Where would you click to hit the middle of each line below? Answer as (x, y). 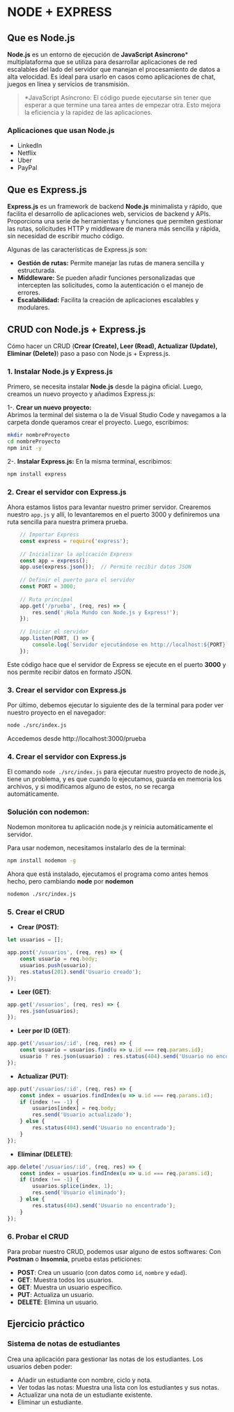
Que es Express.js (47, 190)
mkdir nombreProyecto (39, 435)
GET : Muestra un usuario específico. (70, 1287)
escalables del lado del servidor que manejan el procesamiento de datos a (114, 69)
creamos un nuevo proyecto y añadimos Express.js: (81, 394)
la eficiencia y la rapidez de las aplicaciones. (88, 112)
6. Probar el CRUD (38, 1237)
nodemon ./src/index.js (42, 894)
